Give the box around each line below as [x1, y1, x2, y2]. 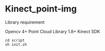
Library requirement [5, 19, 45, 25]
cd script [5, 38, 25, 43]
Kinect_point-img [5, 3, 77, 14]
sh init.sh [5, 42, 27, 47]
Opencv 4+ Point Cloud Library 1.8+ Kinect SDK [5, 28, 100, 34]
